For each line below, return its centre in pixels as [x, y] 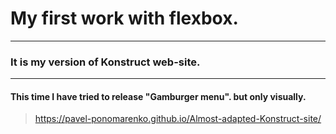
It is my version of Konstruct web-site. [105, 62]
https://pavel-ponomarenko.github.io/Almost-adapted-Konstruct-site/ [178, 119]
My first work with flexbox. [124, 18]
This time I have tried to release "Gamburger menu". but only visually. [158, 96]
